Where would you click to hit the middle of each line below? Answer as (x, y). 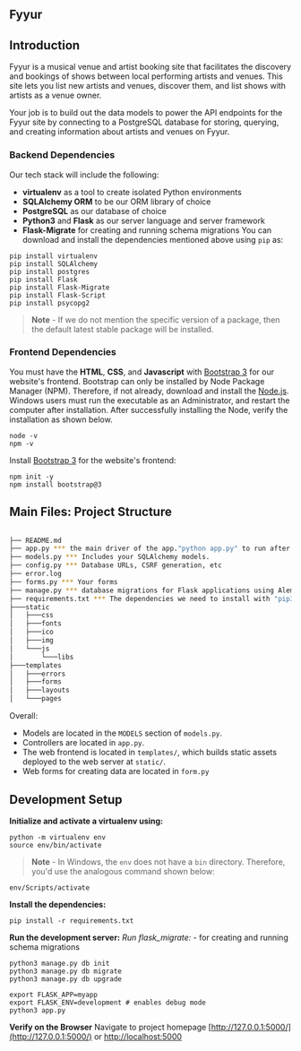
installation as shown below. (61, 419)
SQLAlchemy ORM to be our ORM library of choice (116, 202)
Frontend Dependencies (63, 352)
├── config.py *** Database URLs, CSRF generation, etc (116, 565)
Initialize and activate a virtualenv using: (86, 821)
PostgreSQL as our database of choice (95, 211)
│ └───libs (42, 657)
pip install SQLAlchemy (54, 263)
